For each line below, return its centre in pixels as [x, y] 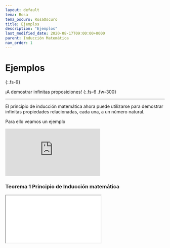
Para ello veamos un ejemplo [35, 121]
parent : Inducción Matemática [37, 38]
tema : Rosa [17, 15]
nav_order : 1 [19, 43]
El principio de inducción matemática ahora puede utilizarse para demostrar [84, 106]
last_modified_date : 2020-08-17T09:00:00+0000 [55, 33]
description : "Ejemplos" [31, 29]
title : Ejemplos [22, 24]
